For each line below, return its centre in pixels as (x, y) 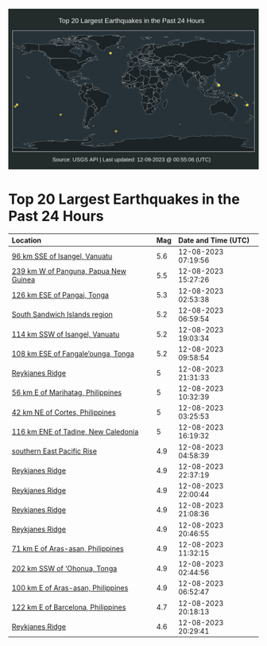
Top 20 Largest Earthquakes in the (124, 199)
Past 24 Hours (56, 216)
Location (27, 240)
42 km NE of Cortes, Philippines (64, 412)
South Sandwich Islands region (62, 314)
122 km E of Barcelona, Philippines (69, 607)
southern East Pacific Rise (54, 451)
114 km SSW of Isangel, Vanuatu (66, 334)
